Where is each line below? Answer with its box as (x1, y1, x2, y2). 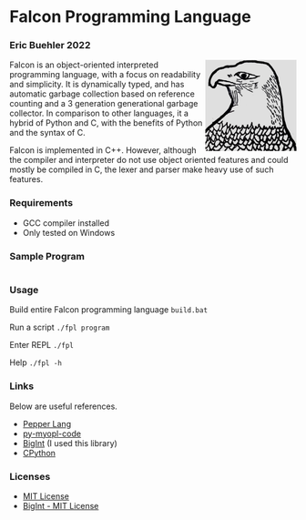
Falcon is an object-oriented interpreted (9, 59, 159, 70)
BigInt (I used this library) (22, 437, 118, 448)
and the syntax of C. (9, 127, 86, 138)
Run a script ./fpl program (9, 321, 110, 333)
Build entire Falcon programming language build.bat (9, 304, 208, 315)
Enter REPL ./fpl (9, 340, 75, 351)
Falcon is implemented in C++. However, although (9, 145, 198, 156)
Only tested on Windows (22, 227, 116, 238)
